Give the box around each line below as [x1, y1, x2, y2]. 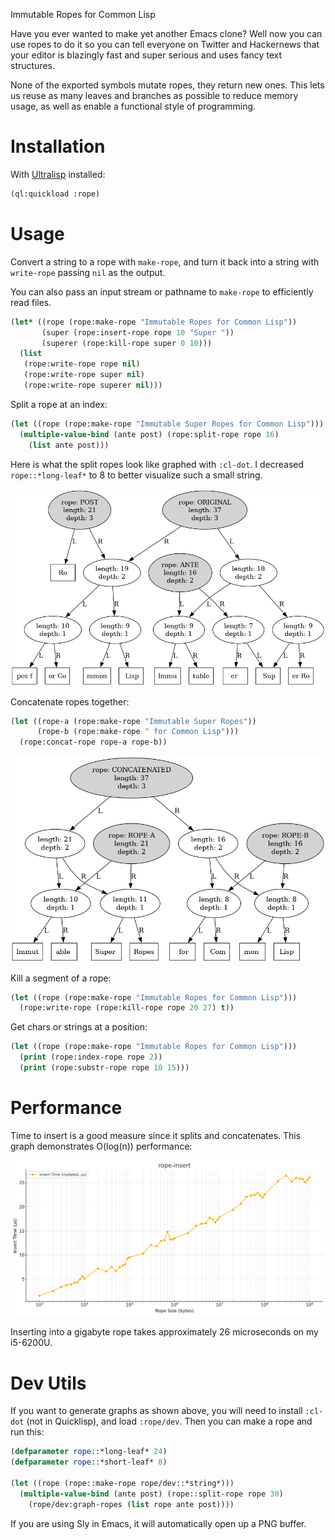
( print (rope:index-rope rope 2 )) [19, 1052, 163, 1063]
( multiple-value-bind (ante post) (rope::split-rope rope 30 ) [19, 1489, 284, 1499]
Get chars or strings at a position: [10, 1021, 148, 1033]
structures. [10, 60, 55, 71]
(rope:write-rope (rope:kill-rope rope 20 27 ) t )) [19, 1003, 235, 1013]
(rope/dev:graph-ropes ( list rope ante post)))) [28, 1499, 235, 1509]
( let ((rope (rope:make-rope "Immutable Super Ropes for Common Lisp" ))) [10, 419, 325, 429]
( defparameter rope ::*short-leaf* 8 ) [10, 1457, 168, 1468]
